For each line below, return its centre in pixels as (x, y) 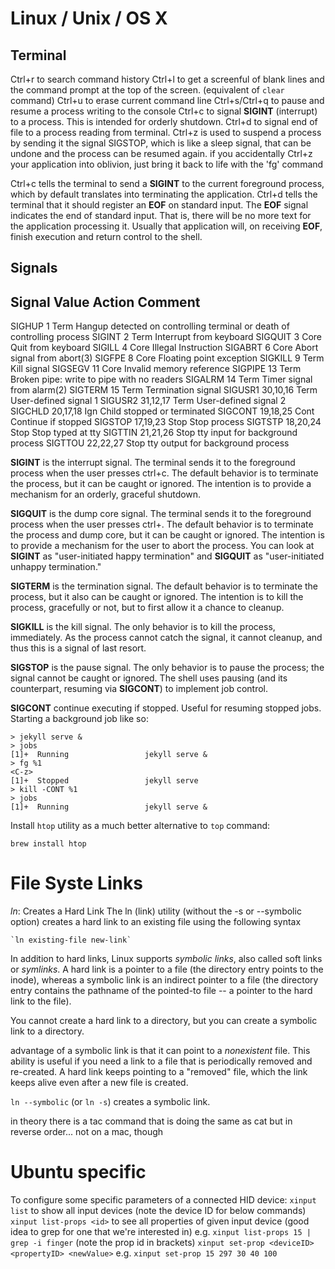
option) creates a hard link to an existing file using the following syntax (156, 922)
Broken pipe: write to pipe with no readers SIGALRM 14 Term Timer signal (161, 379)
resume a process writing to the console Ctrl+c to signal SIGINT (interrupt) (164, 111)
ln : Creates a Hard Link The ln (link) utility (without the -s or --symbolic (156, 911)
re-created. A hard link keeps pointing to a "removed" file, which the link (159, 1072)
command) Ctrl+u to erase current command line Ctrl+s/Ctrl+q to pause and (167, 100)
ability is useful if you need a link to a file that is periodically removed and (161, 1061)
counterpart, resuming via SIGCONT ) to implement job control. (139, 689)
